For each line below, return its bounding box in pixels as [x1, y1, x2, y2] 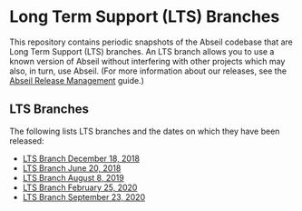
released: [9, 135, 44, 146]
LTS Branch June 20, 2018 [22, 162, 122, 174]
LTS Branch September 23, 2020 [22, 191, 146, 202]
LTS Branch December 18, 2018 [22, 153, 141, 164]
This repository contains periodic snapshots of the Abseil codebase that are [9, 36, 293, 47]
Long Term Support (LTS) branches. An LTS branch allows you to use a [9, 45, 275, 56]
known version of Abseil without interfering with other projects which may [9, 55, 286, 66]
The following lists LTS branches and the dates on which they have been [9, 126, 280, 136]
